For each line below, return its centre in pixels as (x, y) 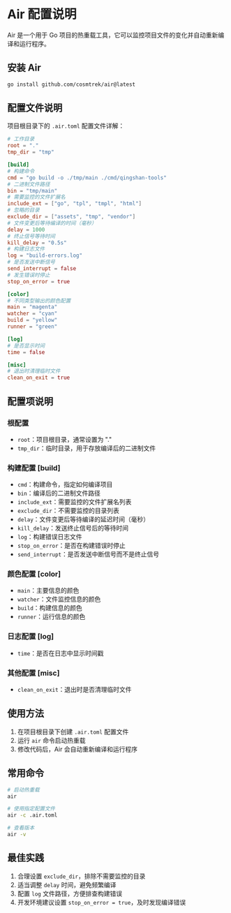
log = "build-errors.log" (45, 255)
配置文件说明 (35, 108)
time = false (26, 352)
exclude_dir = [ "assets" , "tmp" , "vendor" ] (72, 217)
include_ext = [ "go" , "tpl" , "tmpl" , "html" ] (74, 204)
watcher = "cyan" (32, 314)
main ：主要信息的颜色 (48, 591)
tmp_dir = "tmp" (31, 152)
